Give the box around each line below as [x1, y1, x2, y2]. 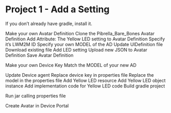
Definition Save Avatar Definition [5, 52, 74, 58]
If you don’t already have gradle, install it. [5, 20, 93, 27]
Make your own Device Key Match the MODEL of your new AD [5, 62, 137, 68]
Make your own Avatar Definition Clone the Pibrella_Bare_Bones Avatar [5, 30, 155, 36]
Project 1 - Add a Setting [5, 4, 110, 15]
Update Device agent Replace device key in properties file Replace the [5, 72, 154, 78]
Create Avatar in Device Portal [5, 102, 69, 108]
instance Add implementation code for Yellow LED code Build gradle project [5, 83, 165, 89]
